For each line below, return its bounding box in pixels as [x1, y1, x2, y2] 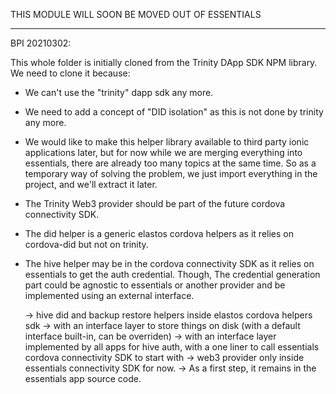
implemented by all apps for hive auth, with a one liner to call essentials [24, 341, 320, 353]
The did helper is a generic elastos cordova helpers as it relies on [24, 228, 294, 239]
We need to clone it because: [10, 67, 131, 79]
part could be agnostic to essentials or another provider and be [24, 279, 286, 291]
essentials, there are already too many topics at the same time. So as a [24, 157, 317, 169]
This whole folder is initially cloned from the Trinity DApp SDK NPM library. [10, 57, 318, 68]
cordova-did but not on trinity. [24, 239, 149, 250]
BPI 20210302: [10, 37, 72, 49]
